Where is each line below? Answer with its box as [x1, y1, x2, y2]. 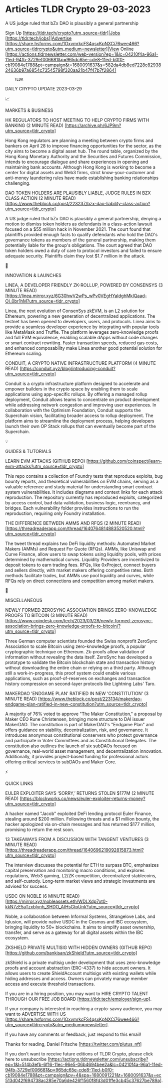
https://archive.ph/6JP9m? [66, 122, 121, 128]
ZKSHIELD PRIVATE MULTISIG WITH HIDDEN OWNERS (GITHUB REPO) [5, 944, 152, 950]
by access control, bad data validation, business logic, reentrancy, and [5, 499, 151, 505]
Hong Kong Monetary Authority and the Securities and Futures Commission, [5, 153, 162, 159]
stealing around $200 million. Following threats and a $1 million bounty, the [5, 815, 159, 822]
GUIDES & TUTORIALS [5, 448, 51, 454]
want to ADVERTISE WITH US [5, 1011, 66, 1017]
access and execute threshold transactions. [5, 981, 95, 987]
